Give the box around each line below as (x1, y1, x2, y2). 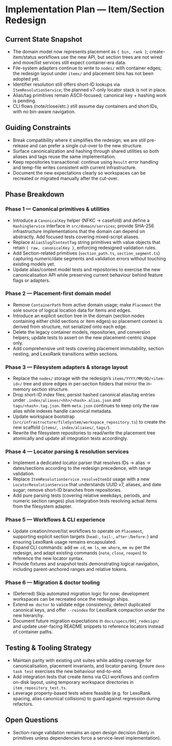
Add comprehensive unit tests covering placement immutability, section (12, 345, 164, 351)
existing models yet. (12, 261, 55, 267)
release (12, 142, 29, 148)
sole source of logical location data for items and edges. (12, 307, 132, 313)
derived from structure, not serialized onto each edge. (12, 323, 127, 330)
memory (12, 386, 31, 392)
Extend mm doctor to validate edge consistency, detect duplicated (12, 601, 151, 607)
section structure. (31, 386, 69, 392)
